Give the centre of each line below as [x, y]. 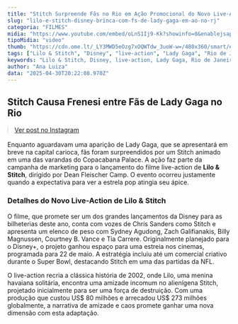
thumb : [17, 47]
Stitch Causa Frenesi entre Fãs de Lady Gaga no [115, 102]
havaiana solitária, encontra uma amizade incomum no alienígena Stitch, [113, 283]
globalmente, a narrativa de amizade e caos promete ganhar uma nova [110, 305]
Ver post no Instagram [47, 130]
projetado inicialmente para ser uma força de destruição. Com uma [105, 290]
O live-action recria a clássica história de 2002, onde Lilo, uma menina [110, 275]
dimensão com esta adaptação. [53, 313]
